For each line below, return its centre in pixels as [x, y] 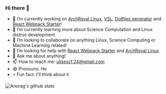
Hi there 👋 [18, 8]
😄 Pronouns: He [29, 69]
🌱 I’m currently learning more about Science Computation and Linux [82, 29]
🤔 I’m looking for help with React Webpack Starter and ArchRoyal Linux [86, 51]
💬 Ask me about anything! [39, 56]
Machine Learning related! [40, 45]
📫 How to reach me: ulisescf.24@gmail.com [58, 61]
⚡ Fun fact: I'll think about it [41, 74]
